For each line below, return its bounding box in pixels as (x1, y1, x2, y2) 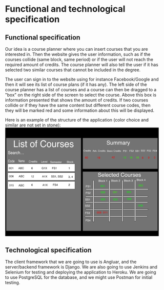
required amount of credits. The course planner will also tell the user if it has (5, 62, 159, 67)
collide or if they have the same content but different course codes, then (5, 103, 151, 108)
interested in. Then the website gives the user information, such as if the (5, 51, 151, 57)
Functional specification (5, 33, 81, 41)
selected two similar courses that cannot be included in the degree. (5, 67, 141, 73)
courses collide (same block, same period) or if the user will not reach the (5, 57, 154, 62)
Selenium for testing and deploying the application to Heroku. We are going (5, 269, 156, 275)
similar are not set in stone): (5, 122, 61, 128)
